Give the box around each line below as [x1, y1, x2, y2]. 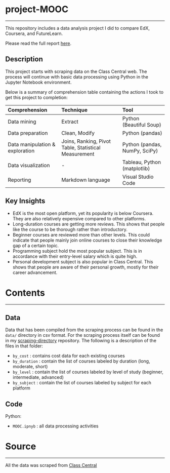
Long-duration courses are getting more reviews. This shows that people [12, 221, 165, 227]
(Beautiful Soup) [122, 121, 162, 128]
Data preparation [8, 129, 48, 136]
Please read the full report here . [5, 40, 72, 46]
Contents [5, 287, 46, 298]
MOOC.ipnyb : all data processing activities [12, 423, 99, 429]
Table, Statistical [61, 144, 101, 151]
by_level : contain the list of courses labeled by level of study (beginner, [12, 369, 163, 375]
